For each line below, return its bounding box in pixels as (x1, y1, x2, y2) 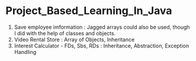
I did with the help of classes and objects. (14, 29, 116, 36)
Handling (14, 48, 37, 55)
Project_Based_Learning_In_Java (5, 4, 172, 18)
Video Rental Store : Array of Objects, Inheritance (14, 36, 135, 43)
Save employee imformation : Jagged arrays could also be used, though (14, 23, 190, 30)
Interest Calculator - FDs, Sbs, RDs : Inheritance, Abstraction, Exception (14, 42, 189, 49)
